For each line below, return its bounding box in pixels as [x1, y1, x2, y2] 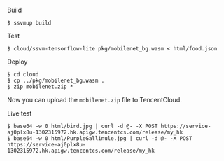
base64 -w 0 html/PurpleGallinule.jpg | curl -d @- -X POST [13, 135, 192, 142]
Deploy [7, 57, 28, 66]
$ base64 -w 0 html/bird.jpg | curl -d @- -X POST [7, 122, 158, 129]
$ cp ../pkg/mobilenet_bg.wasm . [7, 77, 105, 84]
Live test [7, 109, 32, 118]
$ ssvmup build [7, 20, 52, 27]
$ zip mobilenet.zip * [7, 83, 73, 90]
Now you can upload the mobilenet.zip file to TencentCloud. [7, 96, 182, 104]
